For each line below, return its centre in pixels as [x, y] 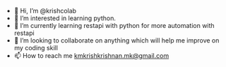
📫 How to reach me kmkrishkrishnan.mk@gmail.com [91, 55]
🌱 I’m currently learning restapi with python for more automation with [114, 25]
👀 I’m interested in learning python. [65, 18]
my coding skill [36, 48]
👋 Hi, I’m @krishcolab [45, 11]
